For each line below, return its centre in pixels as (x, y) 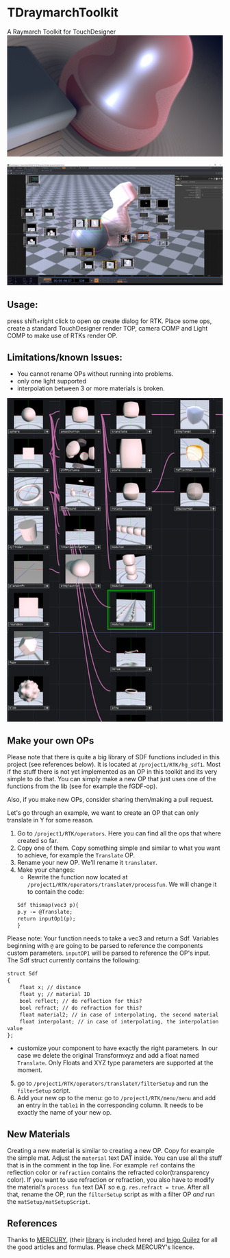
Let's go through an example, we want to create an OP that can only (103, 813)
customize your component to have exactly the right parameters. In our (117, 1048)
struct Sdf (23, 974)
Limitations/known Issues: (65, 357)
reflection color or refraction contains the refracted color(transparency (108, 1173)
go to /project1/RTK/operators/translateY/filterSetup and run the (113, 1083)
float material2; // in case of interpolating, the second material (119, 1015)
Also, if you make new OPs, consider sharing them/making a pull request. (111, 800)
